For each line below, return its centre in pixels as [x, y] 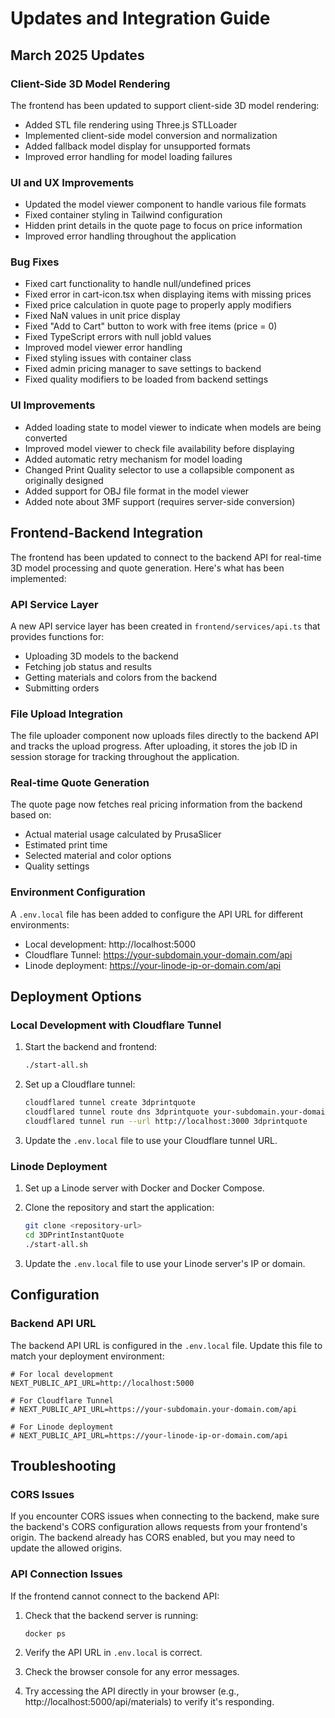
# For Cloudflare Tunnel [62, 1400]
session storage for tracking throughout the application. [125, 757]
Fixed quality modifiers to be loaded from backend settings [146, 379]
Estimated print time [66, 845]
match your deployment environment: [87, 1356]
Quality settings [57, 866]
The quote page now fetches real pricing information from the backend [156, 804]
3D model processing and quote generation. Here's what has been [147, 568]
